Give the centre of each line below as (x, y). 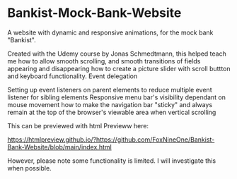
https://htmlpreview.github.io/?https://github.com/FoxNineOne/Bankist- (111, 140)
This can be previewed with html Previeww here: (78, 125)
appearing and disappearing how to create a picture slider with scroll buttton (119, 68)
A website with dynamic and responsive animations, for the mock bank (110, 32)
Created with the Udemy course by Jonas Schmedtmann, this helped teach (117, 54)
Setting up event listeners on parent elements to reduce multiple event (110, 89)
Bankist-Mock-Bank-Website (94, 13)
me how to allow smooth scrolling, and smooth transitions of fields (104, 61)
